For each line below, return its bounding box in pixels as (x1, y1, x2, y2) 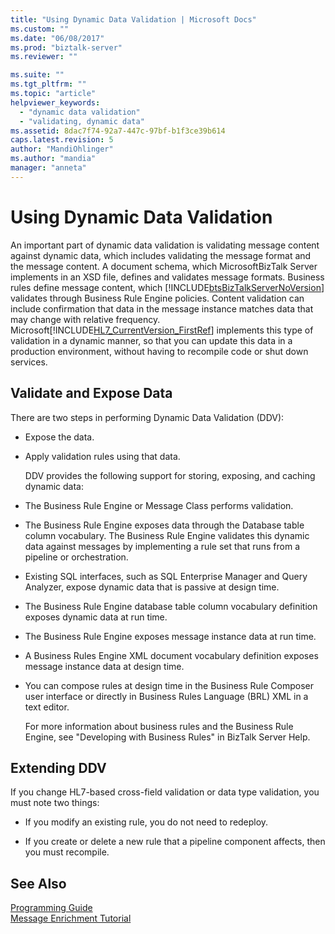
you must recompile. (24, 846, 110, 858)
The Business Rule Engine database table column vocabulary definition (24, 600, 318, 612)
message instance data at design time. (24, 660, 185, 672)
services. (10, 356, 48, 368)
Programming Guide (10, 902, 93, 914)
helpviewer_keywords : (10, 97, 101, 108)
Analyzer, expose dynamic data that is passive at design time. (24, 581, 280, 593)
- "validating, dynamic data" (19, 116, 145, 126)
